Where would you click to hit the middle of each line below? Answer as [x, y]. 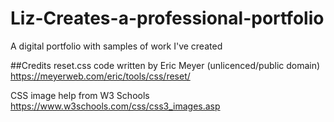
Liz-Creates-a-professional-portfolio [167, 18]
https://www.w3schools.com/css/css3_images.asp [115, 106]
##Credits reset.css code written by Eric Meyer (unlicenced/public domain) [165, 65]
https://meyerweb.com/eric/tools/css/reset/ [100, 76]
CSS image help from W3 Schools [80, 95]
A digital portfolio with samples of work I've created [116, 46]
